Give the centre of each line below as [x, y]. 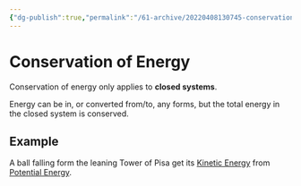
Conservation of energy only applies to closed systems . [113, 87]
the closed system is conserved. [69, 114]
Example [34, 141]
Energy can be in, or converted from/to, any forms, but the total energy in [145, 104]
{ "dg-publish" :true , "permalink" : [72, 17]
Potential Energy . [41, 173]
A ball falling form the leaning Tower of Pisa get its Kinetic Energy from [140, 163]
